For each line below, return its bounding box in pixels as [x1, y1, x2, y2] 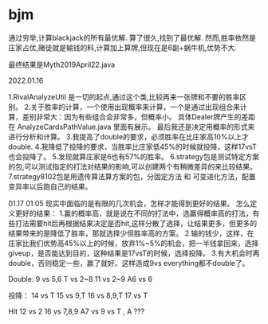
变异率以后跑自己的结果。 [8, 182, 93, 191]
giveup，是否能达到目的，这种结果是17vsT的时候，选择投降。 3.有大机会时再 [8, 248, 260, 258]
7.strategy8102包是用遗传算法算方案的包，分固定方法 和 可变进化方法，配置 [8, 171, 256, 181]
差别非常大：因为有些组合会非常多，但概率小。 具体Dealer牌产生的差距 [22, 111, 256, 121]
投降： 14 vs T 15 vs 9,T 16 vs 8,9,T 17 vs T [8, 291, 148, 300]
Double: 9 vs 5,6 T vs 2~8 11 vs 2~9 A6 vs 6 [8, 274, 153, 283]
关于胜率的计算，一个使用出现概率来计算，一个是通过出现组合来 [30, 102, 241, 111]
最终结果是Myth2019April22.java [8, 60, 116, 69]
